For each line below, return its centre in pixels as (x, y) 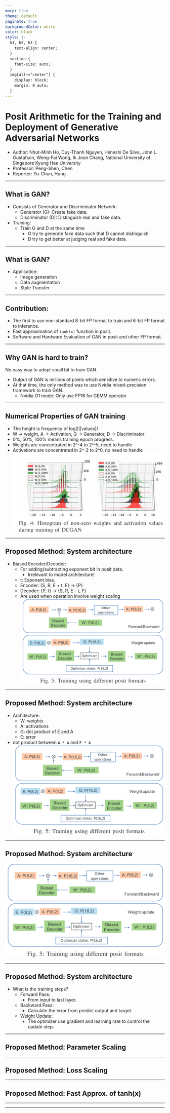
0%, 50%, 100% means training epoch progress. (63, 439)
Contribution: (27, 308)
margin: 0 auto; (32, 86)
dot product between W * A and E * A (52, 742)
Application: (25, 272)
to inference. (26, 326)
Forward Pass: (35, 994)
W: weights (32, 721)
